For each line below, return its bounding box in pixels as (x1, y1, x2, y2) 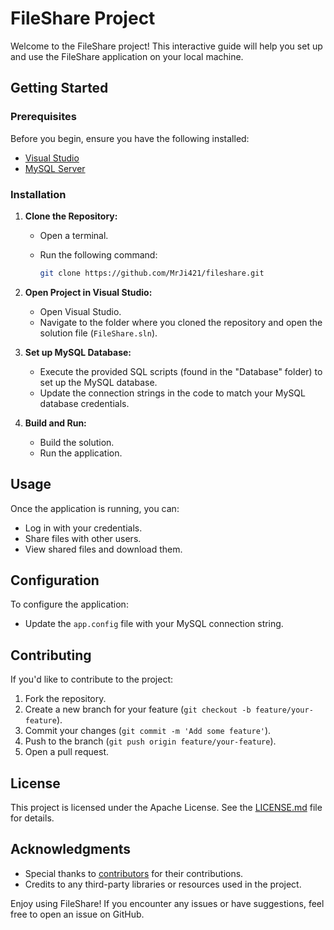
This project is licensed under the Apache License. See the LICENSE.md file (10, 802, 323, 814)
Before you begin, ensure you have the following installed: (10, 132, 250, 144)
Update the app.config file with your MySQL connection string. (24, 618, 284, 630)
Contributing (10, 647, 92, 664)
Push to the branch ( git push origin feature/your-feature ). (24, 735, 277, 747)
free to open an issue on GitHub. (10, 908, 145, 920)
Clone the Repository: (24, 210, 118, 222)
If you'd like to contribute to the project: (10, 673, 174, 686)
